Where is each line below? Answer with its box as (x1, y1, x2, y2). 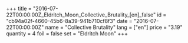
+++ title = (6, 5, 32, 12)
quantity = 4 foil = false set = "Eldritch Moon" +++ (6, 30, 128, 37)
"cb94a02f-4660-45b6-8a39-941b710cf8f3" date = (6, 18, 133, 24)
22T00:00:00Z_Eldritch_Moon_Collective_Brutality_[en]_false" (6, 11, 156, 18)
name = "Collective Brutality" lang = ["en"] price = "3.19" (45, 24, 183, 31)
